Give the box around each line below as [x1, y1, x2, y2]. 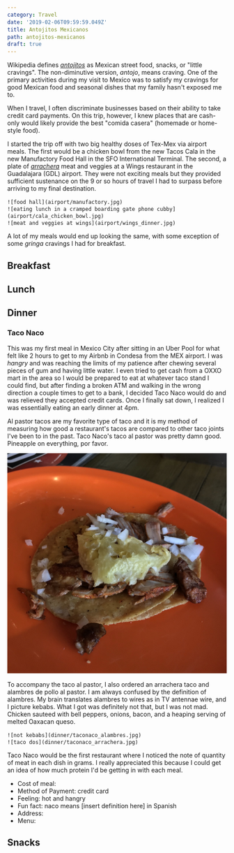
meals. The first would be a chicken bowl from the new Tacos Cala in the [7, 147, 216, 156]
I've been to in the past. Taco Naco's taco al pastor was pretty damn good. [7, 432, 221, 440]
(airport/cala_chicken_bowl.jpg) [7, 213, 104, 220]
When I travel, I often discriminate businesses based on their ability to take [7, 104, 221, 112]
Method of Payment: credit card [17, 787, 109, 795]
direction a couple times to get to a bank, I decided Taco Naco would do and [7, 388, 226, 397]
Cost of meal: [17, 779, 56, 787]
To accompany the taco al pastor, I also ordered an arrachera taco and [7, 680, 210, 688]
